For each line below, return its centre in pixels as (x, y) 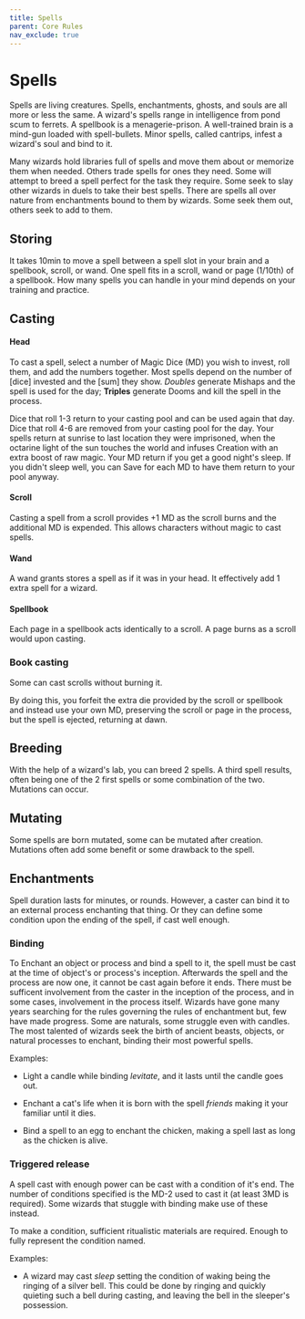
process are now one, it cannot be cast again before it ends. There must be (151, 982)
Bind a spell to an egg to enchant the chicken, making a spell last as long (159, 1131)
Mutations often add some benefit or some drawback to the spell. (132, 850)
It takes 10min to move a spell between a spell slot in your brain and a (140, 261)
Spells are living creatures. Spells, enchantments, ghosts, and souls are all (148, 105)
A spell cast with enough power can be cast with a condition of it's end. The (152, 1184)
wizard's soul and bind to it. (61, 144)
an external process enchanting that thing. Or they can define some (136, 910)
